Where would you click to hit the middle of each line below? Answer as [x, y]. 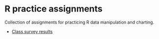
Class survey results [32, 31]
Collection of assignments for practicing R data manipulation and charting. [79, 22]
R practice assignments [54, 9]
